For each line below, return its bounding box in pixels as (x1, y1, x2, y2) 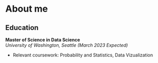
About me (5, 3, 48, 15)
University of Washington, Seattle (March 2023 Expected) (5, 42, 128, 48)
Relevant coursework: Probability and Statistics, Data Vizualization (12, 52, 153, 58)
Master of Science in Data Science (5, 37, 81, 43)
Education (5, 23, 39, 32)
